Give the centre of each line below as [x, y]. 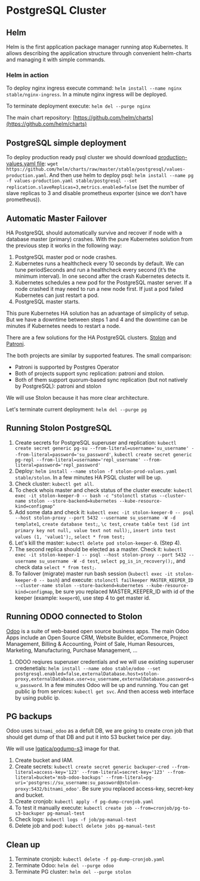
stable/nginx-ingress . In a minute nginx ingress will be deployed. [87, 95]
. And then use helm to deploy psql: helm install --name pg [120, 175]
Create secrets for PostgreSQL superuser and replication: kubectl [96, 442]
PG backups [29, 716]
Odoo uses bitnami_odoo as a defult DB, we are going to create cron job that [100, 731]
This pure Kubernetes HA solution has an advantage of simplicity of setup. [98, 313]
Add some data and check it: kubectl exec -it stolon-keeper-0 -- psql [104, 512]
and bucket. [30, 795]
